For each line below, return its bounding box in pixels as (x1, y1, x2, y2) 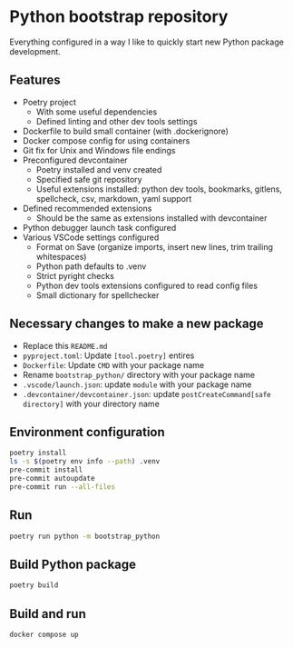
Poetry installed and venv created (35, 164, 162, 174)
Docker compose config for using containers (22, 135, 190, 146)
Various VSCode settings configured (22, 232, 160, 243)
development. (9, 45, 61, 56)
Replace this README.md (22, 340, 108, 351)
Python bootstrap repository (9, 6, 229, 27)
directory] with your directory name (22, 398, 161, 409)
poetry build (9, 581, 59, 590)
